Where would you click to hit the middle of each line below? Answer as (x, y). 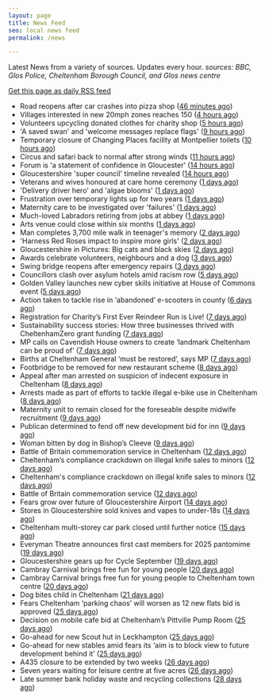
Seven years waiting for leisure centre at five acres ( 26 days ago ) (127, 671)
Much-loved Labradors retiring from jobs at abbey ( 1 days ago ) (122, 216)
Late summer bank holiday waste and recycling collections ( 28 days (131, 679)
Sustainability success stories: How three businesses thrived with (127, 325)
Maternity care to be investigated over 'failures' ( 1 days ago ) (118, 208)
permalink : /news (37, 38)
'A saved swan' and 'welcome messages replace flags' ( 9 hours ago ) (132, 132)
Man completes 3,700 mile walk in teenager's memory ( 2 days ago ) (130, 233)
